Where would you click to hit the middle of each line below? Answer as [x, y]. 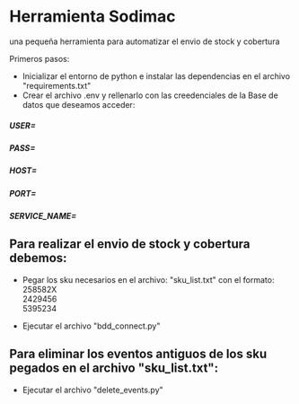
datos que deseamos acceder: [79, 104]
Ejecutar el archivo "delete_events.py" [92, 390]
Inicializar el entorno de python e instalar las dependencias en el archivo [156, 76]
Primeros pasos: [40, 58]
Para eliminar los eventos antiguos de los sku [138, 354]
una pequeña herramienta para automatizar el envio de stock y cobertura [145, 41]
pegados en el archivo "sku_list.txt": [114, 369]
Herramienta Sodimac [93, 17]
